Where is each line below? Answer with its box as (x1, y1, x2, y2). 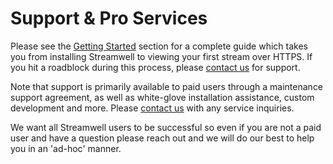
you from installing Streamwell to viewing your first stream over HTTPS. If (10, 50, 313, 62)
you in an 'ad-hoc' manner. (10, 142, 122, 154)
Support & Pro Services (10, 7, 208, 30)
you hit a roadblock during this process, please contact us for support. (10, 61, 301, 73)
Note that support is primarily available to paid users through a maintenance (10, 80, 324, 92)
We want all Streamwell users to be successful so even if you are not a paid (10, 121, 322, 133)
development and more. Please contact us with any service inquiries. (10, 102, 295, 114)
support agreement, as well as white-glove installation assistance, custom (10, 91, 315, 103)
